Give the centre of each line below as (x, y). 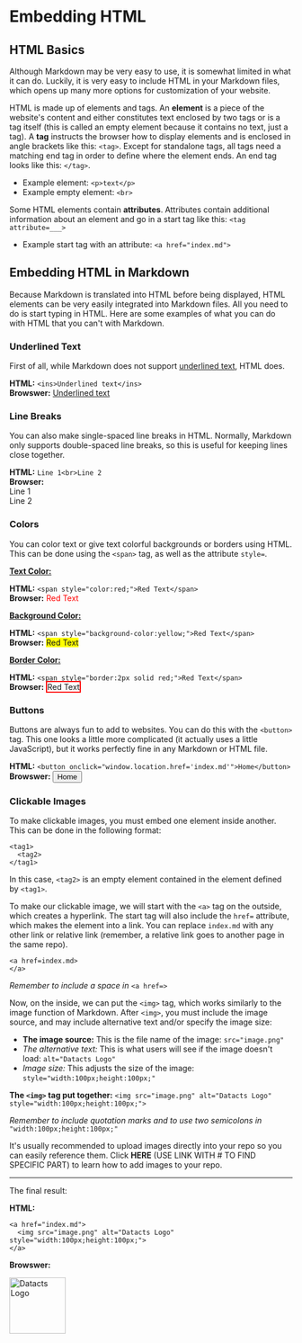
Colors (24, 524)
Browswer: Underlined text (60, 393)
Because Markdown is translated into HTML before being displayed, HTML (147, 294)
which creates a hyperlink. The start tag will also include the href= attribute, (150, 916)
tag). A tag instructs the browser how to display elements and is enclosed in (150, 136)
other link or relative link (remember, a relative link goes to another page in (147, 935)
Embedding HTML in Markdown (100, 273)
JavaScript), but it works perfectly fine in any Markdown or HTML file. (138, 749)
